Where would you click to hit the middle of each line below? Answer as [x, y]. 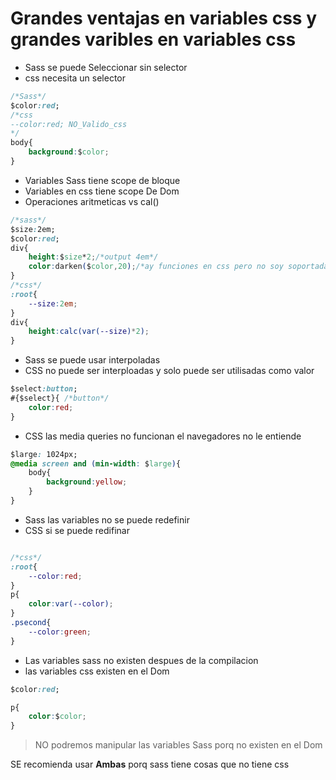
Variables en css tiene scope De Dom [102, 191]
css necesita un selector [75, 78]
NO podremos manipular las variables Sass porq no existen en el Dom [178, 745]
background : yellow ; [87, 482]
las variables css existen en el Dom [97, 671]
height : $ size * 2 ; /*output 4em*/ [93, 257]
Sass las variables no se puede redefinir [107, 519]
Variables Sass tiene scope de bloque [102, 180]
